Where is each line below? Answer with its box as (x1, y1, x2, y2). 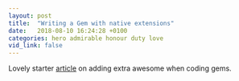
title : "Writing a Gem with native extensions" (8, 19, 175, 27)
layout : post (8, 11, 52, 20)
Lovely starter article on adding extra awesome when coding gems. (8, 63, 232, 73)
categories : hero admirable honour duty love (8, 34, 163, 43)
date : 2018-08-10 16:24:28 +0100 (8, 26, 128, 34)
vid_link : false (8, 42, 63, 50)
